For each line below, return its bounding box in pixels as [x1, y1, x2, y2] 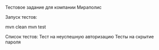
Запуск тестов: [5, 14, 37, 20]
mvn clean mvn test [5, 24, 46, 30]
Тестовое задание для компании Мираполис [5, 5, 102, 10]
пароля [5, 39, 21, 45]
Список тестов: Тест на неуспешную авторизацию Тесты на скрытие [5, 34, 154, 39]
